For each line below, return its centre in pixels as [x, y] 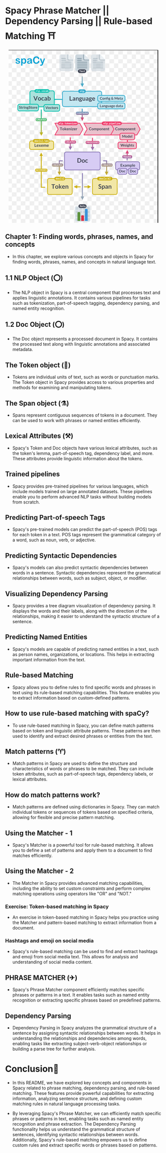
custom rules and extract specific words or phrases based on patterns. [85, 1145]
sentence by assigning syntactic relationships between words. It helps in [86, 1033]
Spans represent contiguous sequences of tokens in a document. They [85, 415]
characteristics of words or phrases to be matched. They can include [83, 769]
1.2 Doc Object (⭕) [35, 324]
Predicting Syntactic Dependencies [61, 555]
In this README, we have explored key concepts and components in [82, 1082]
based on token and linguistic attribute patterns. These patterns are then [86, 730]
